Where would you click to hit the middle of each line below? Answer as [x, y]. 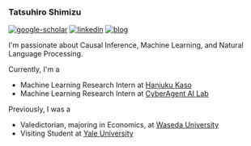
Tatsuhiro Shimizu [45, 12]
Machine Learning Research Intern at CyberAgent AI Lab [114, 94]
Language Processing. [46, 54]
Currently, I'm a [34, 69]
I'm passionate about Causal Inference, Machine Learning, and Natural [126, 45]
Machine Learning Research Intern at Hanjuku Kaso [106, 85]
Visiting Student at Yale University [77, 133]
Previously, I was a [40, 109]
